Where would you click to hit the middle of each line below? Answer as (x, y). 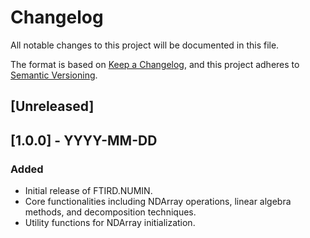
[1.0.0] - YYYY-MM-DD (84, 140)
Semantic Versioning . (54, 75)
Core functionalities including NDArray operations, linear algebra (158, 202)
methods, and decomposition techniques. (110, 212)
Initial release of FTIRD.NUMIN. (88, 191)
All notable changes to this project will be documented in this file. (145, 45)
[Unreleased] (52, 106)
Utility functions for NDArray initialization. (110, 223)
